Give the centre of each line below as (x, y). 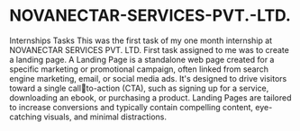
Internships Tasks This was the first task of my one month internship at (141, 40)
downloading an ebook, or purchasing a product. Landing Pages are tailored (150, 97)
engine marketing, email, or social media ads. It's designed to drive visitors (148, 78)
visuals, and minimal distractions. (105, 117)
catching (26, 117)
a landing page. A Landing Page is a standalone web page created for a (142, 59)
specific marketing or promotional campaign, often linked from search (139, 69)
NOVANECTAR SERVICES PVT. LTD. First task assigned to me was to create (150, 49)
